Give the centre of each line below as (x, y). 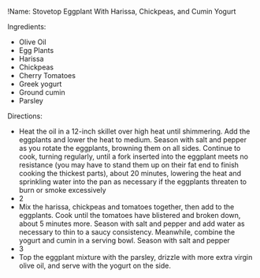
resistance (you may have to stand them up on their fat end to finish (129, 165)
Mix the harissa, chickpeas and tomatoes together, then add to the (126, 207)
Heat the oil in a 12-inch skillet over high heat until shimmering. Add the (134, 131)
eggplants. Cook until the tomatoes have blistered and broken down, (130, 215)
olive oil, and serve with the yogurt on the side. (95, 265)
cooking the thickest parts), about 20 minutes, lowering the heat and (130, 173)
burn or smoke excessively (63, 190)
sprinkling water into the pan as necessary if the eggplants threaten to (133, 182)
